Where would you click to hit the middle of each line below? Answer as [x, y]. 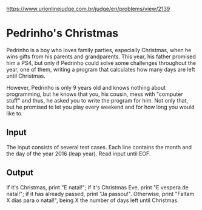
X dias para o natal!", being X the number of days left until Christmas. [93, 200]
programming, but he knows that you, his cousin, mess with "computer [95, 94]
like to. [15, 113]
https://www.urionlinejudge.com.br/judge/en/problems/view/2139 [88, 9]
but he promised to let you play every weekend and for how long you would [101, 107]
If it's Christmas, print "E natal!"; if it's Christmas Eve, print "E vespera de [98, 187]
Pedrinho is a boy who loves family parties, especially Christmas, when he [99, 50]
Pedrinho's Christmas [62, 33]
